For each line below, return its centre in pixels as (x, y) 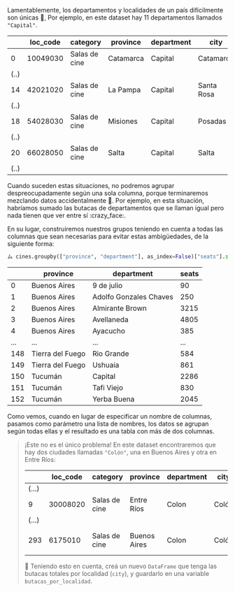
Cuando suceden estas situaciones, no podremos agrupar (91, 186)
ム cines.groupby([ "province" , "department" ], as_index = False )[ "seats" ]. (116, 257)
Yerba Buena (113, 399)
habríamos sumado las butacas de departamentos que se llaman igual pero (116, 208)
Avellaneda (110, 319)
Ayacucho (109, 331)
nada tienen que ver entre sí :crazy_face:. (67, 215)
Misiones (123, 121)
